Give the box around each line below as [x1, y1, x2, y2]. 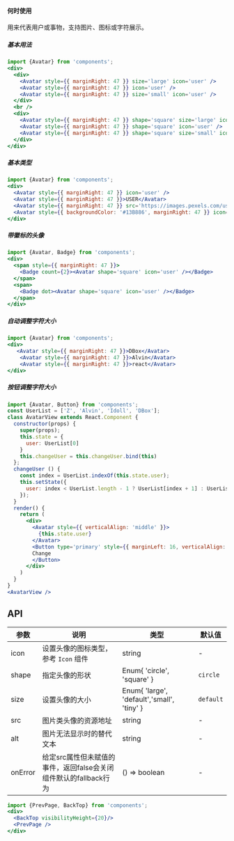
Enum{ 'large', [122, 686, 169, 695]
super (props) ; [19, 427, 61, 434]
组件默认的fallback [42, 773, 103, 783]
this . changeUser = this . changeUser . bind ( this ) [19, 453, 157, 459]
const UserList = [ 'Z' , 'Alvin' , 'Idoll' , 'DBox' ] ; [7, 407, 160, 414]
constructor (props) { [13, 420, 77, 427]
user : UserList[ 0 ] [25, 439, 79, 447]
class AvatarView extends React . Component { [7, 414, 139, 421]
